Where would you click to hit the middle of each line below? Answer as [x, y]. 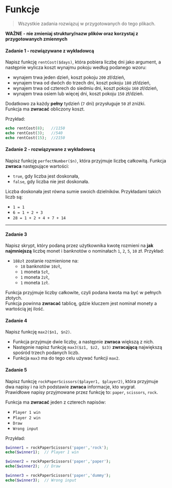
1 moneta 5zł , [35, 272]
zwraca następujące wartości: [37, 166]
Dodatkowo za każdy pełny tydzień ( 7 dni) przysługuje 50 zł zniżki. [76, 104]
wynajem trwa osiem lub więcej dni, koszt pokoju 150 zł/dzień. [78, 94]
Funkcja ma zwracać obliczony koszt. [45, 109]
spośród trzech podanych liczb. [46, 353]
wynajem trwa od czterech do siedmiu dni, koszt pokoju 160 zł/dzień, [85, 88]
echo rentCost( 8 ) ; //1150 [35, 128]
